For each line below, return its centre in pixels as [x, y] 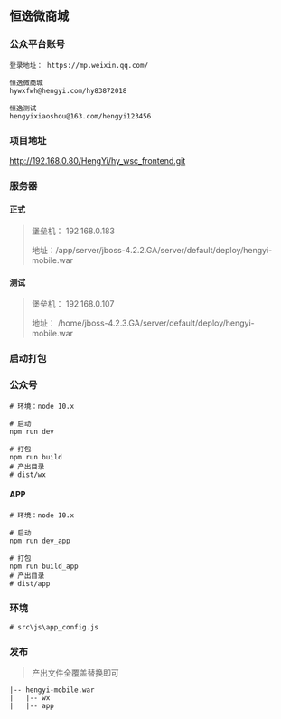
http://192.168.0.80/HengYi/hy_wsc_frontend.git [98, 160]
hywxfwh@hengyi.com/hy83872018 [68, 90]
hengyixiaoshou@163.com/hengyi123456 [80, 116]
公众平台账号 [37, 44]
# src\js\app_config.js [54, 628]
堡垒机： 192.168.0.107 [73, 304]
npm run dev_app [40, 541]
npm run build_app [44, 566]
